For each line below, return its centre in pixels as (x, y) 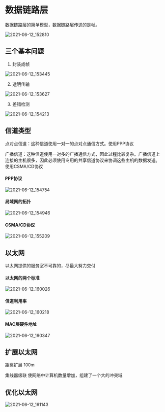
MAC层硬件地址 (21, 324)
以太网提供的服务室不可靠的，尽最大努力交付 (50, 265)
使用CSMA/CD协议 (24, 166)
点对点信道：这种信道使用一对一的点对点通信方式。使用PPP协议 (69, 143)
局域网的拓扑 (18, 202)
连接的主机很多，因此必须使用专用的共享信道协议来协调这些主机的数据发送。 (82, 160)
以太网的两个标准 (22, 278)
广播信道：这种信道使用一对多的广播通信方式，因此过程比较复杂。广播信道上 (82, 154)
